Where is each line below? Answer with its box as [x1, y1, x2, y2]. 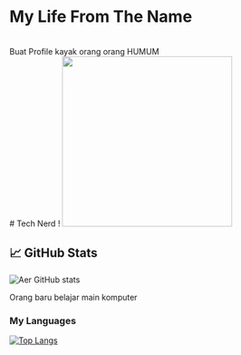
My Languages [9, 314, 77, 327]
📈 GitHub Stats [9, 245, 98, 261]
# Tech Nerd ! [9, 218, 61, 229]
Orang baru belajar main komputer [9, 291, 138, 302]
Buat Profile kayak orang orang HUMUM [9, 45, 160, 56]
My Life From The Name [9, 6, 193, 27]
